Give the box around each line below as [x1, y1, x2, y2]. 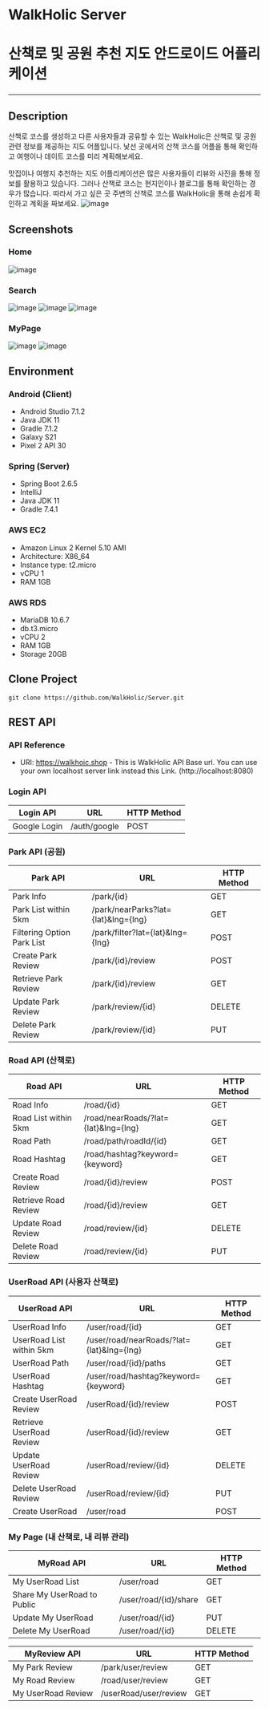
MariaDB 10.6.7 [19, 615, 70, 625]
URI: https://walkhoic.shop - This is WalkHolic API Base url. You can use [19, 758, 258, 767]
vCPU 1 [19, 568, 44, 578]
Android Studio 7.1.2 [19, 407, 86, 416]
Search [8, 285, 38, 296]
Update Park [12, 996, 60, 1007]
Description [8, 109, 68, 123]
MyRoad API [37, 1557, 86, 1569]
